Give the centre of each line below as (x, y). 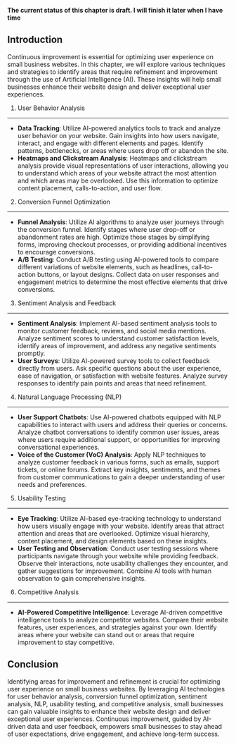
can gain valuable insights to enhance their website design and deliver (109, 711)
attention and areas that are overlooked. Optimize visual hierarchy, (113, 533)
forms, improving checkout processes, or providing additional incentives (122, 244)
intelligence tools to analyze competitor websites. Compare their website (123, 620)
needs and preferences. (52, 484)
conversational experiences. (58, 447)
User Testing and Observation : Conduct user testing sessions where (118, 548)
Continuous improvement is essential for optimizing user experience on (111, 56)
